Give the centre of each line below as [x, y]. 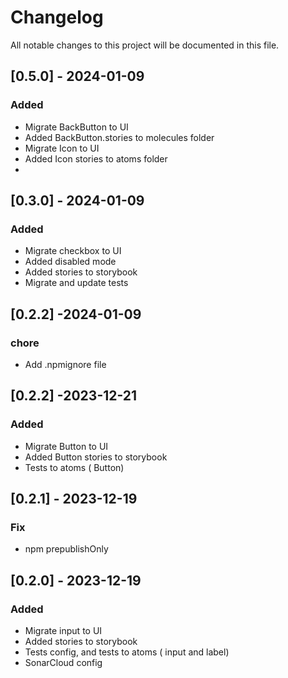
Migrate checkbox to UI [73, 251]
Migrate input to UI [63, 631]
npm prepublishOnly [66, 549]
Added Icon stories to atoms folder [96, 158]
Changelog [57, 17]
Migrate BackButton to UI [76, 127]
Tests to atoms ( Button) [74, 467]
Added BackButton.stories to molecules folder [119, 137]
